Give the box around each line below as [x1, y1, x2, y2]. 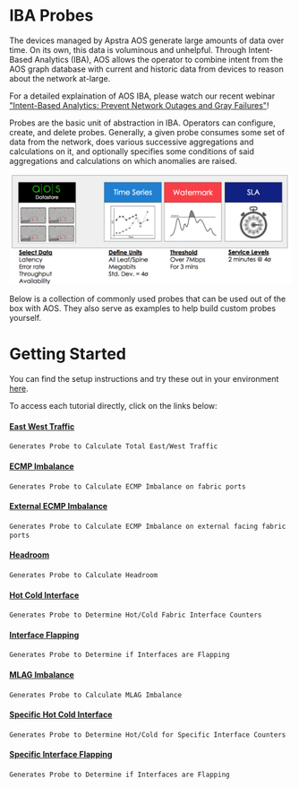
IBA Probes [9, 5, 94, 26]
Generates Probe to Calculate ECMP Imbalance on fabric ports [9, 481, 246, 491]
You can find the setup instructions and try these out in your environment [9, 374, 279, 385]
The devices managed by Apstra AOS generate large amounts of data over [9, 35, 285, 46]
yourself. [9, 313, 42, 324]
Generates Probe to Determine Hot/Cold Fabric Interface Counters [9, 610, 262, 619]
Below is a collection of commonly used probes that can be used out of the [9, 293, 286, 305]
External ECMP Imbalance [9, 501, 108, 512]
